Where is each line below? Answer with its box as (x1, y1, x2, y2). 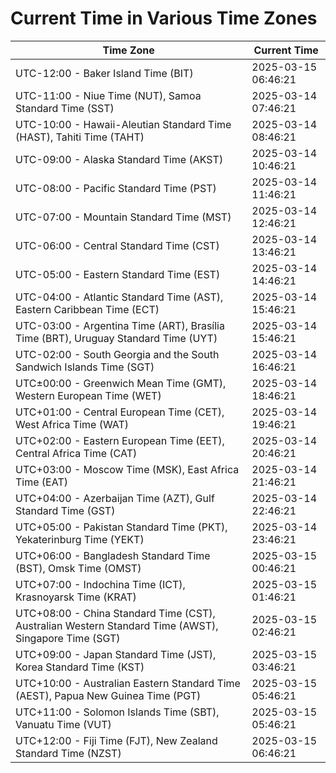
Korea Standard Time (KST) (15, 660, 145, 674)
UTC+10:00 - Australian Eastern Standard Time (15, 676, 241, 690)
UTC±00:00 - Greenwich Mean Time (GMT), (15, 376, 227, 390)
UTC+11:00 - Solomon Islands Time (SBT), (15, 705, 220, 719)
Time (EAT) (15, 475, 68, 489)
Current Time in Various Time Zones (10, 7, 318, 30)
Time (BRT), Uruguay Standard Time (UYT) (15, 331, 218, 345)
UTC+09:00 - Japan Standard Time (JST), (15, 647, 217, 661)
